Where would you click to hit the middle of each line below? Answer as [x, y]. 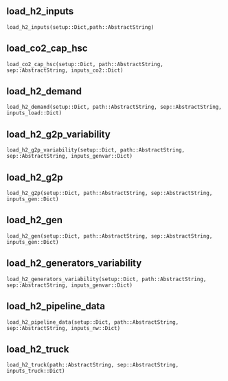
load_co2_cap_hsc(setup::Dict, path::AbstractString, [85, 64]
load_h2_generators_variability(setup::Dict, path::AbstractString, [106, 279]
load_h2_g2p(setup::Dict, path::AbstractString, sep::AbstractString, [110, 193]
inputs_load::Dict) [34, 113]
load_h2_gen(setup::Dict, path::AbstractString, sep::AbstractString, [110, 236]
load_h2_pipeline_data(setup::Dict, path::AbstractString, [93, 322]
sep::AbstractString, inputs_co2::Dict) [65, 70]
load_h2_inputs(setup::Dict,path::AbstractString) [80, 27]
